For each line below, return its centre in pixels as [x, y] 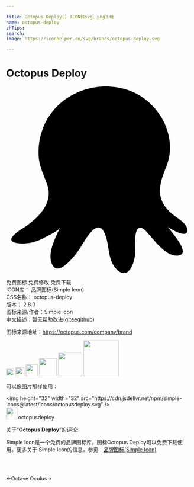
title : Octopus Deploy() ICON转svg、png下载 [60, 17]
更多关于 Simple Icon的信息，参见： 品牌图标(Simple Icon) [86, 450]
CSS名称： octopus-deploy [39, 297]
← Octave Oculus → [29, 479]
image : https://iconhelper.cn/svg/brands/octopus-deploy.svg [83, 39]
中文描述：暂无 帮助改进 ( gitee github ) [50, 319]
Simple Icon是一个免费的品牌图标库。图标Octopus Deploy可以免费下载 [92, 443]
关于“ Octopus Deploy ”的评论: [42, 430]
